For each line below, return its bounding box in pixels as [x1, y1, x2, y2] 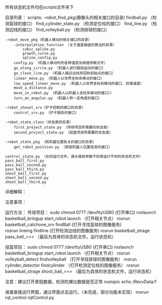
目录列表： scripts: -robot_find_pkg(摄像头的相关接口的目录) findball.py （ [5, 15, 153, 20]
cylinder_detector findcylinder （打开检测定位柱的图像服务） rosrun [5, 262, 140, 268]
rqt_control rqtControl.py [5, 295, 54, 300]
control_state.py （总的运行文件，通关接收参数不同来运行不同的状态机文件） [5, 154, 143, 159]
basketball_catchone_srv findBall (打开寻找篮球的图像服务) [5, 222, 122, 227]
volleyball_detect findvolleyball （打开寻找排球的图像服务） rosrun [5, 256, 137, 262]
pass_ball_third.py [5, 167, 45, 172]
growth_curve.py [22, 51, 55, 56]
